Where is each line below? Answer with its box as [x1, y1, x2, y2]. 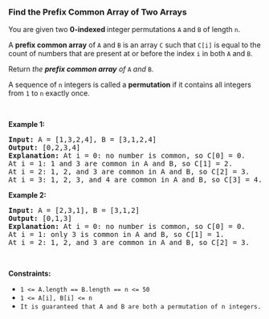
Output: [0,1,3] [8, 214, 72, 223]
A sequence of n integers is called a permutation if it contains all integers [8, 80, 251, 90]
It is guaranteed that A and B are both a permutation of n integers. [19, 303, 262, 311]
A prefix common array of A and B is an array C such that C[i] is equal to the [8, 40, 261, 50]
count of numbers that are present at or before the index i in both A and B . [8, 49, 253, 59]
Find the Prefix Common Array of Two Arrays [8, 6, 187, 18]
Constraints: [8, 268, 51, 279]
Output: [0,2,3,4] [8, 143, 81, 153]
